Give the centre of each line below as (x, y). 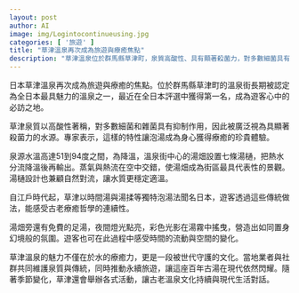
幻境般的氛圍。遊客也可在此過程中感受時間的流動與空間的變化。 (126, 238)
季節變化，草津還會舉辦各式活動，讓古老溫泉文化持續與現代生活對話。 (145, 279)
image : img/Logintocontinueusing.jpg (79, 34)
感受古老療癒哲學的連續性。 (83, 208)
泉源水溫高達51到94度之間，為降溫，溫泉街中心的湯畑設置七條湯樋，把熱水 (147, 156)
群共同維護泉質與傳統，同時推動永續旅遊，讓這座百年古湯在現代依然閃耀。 (145, 268)
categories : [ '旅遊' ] (52, 42)
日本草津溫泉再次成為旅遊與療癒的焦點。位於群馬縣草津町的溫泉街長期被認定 (149, 85)
